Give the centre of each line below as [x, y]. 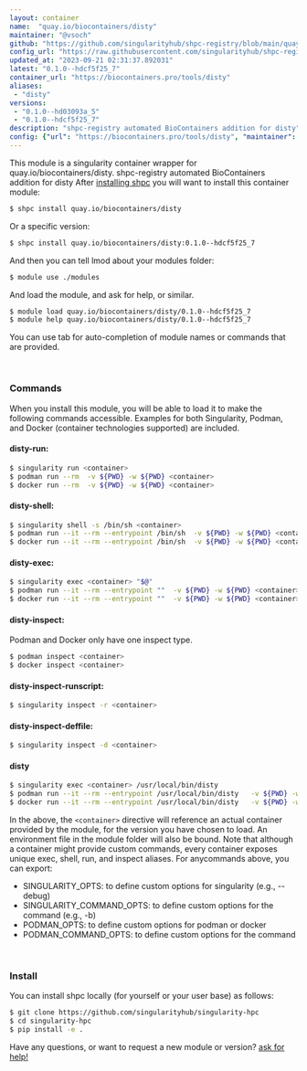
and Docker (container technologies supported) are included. [125, 428]
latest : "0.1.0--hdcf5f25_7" [65, 69]
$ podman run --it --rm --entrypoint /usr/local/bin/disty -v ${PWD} [148, 794]
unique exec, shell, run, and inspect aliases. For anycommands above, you [149, 858]
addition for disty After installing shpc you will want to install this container [149, 182]
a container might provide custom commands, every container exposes [143, 848]
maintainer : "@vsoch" [51, 35]
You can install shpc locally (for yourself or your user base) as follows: [142, 996]
